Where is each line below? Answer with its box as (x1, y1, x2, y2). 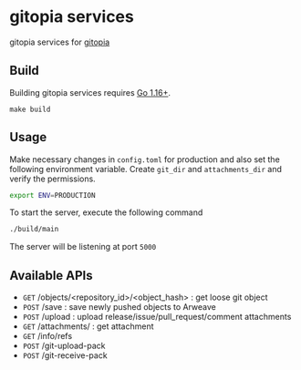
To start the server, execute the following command (9, 207, 203, 218)
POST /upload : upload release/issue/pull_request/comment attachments (22, 312, 292, 323)
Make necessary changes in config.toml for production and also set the (9, 153, 280, 165)
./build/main (9, 225, 59, 234)
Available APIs (9, 267, 93, 283)
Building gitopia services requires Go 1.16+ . (9, 87, 171, 98)
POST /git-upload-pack (22, 340, 107, 352)
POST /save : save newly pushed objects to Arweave (22, 302, 216, 313)
